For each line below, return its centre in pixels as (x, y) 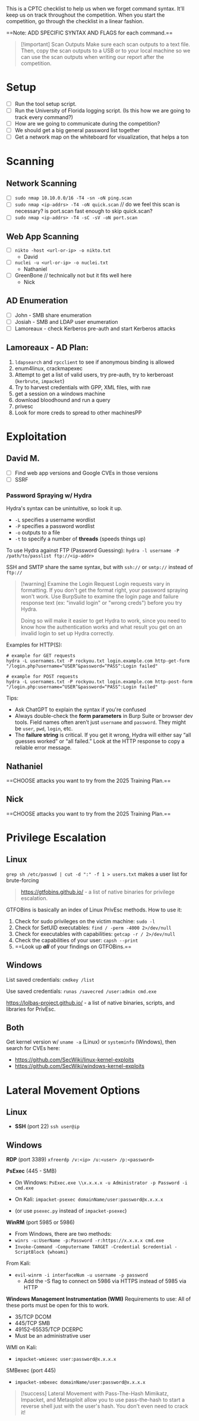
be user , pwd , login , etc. (44, 729)
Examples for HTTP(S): (34, 645)
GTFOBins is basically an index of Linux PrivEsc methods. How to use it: (94, 910)
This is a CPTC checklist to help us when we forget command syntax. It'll (95, 9)
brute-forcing (23, 880)
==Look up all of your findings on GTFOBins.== (73, 947)
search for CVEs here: (33, 1048)
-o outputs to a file (37, 533)
